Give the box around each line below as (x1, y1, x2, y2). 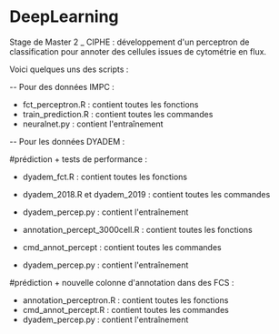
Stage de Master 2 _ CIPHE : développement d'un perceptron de (9, 36, 250, 47)
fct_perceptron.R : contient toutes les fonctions (22, 98, 199, 110)
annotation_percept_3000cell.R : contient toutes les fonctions (22, 224, 253, 235)
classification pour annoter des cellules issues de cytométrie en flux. (9, 46, 266, 56)
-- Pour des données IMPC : (9, 81, 115, 92)
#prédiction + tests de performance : (9, 153, 148, 165)
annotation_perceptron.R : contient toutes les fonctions (22, 294, 229, 306)
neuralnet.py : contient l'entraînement (22, 118, 164, 129)
